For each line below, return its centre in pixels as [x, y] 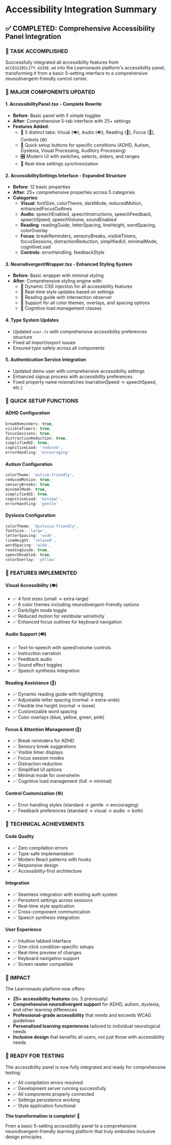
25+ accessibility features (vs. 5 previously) [60, 999]
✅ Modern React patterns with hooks [52, 859]
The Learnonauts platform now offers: [45, 989]
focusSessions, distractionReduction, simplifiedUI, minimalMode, [89, 241]
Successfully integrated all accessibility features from [62, 62]
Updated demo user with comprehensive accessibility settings [79, 371]
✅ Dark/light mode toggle [40, 610]
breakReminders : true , [30, 424]
